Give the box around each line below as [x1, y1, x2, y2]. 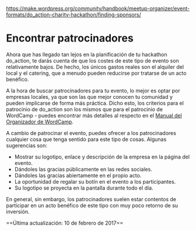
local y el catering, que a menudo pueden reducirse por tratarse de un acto [6, 70, 187, 77]
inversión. [6, 208, 30, 215]
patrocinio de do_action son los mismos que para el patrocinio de [6, 105, 163, 113]
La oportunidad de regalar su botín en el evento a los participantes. [14, 178, 176, 185]
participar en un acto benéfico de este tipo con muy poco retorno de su [6, 202, 178, 209]
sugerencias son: [6, 142, 48, 149]
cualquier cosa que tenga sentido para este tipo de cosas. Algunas [6, 136, 167, 143]
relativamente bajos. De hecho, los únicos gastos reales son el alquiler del [6, 63, 184, 70]
